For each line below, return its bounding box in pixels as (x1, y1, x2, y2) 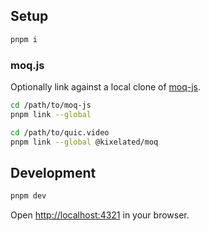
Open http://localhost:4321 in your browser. (10, 209, 190, 221)
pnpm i (10, 34, 38, 44)
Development (10, 164, 97, 181)
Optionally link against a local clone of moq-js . (10, 80, 202, 93)
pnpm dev (10, 191, 47, 201)
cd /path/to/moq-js (10, 100, 92, 110)
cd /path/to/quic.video (10, 127, 110, 138)
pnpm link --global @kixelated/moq (10, 137, 159, 147)
